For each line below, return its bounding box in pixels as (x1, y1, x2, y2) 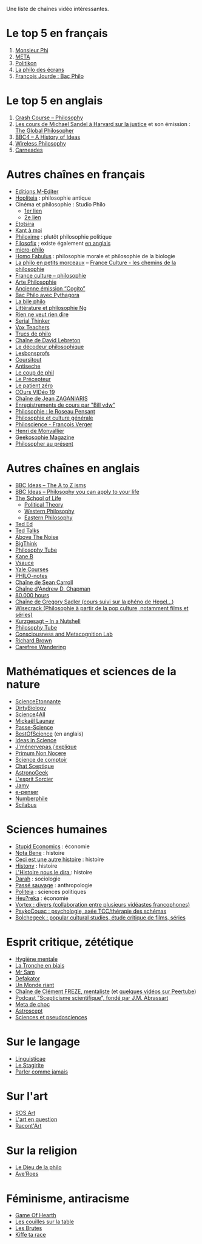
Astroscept (15, 1007, 43, 1014)
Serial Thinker (15, 317, 50, 325)
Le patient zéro (15, 382, 53, 389)
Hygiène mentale (15, 955, 58, 963)
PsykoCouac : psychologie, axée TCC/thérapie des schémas (15, 907, 167, 915)
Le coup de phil (15, 368, 55, 376)
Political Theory (24, 501, 64, 508)
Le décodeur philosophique (15, 343, 84, 350)
